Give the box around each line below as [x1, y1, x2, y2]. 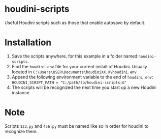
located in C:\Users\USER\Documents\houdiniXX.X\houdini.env [11, 69, 137, 75]
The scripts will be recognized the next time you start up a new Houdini [11, 84, 157, 90]
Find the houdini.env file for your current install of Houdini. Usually [11, 63, 147, 69]
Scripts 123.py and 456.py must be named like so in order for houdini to [4, 123, 149, 129]
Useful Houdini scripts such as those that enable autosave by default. [4, 20, 146, 26]
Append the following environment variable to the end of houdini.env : [11, 74, 154, 80]
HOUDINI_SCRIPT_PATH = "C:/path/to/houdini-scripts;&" [11, 80, 127, 85]
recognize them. [4, 128, 38, 134]
